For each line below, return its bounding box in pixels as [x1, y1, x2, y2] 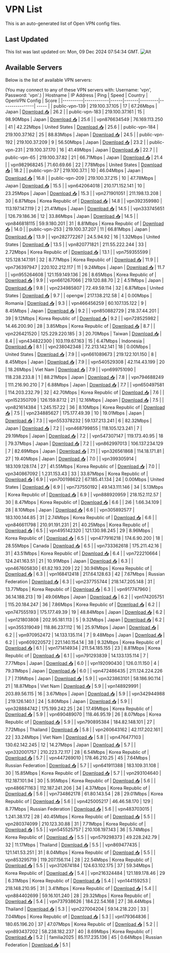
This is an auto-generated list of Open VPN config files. [5, 20, 121, 26]
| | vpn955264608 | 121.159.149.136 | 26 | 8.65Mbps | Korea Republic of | [5, 271, 156, 277]
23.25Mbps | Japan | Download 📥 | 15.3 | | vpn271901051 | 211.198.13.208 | [5, 190, 161, 196]
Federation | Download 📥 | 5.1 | [5, 941, 71, 948]
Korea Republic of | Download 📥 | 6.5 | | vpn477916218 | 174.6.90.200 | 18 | [5, 535, 163, 541]
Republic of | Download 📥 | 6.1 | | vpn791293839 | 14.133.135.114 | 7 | [5, 652, 149, 658]
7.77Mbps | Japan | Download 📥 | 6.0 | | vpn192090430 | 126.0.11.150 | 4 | [5, 660, 160, 666]
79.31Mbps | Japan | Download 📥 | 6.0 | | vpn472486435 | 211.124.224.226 [5, 668, 163, 674]
